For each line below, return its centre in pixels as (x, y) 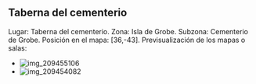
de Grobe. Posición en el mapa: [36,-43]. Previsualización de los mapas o (127, 40)
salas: (18, 48)
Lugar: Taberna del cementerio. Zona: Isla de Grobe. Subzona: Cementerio (128, 31)
